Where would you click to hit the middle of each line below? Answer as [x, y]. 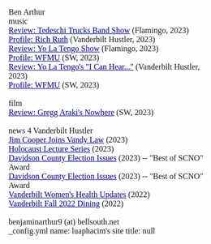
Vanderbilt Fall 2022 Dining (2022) [66, 203]
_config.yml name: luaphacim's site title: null [82, 231]
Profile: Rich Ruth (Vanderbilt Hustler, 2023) [82, 39]
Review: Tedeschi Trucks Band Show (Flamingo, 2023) [99, 30]
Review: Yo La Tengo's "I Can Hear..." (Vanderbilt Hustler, [104, 67]
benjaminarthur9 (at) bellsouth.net [64, 222]
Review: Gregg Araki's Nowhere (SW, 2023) [81, 112]
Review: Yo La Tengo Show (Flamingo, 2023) [84, 49]
